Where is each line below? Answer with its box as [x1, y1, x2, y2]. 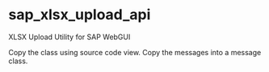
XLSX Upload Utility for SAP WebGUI [8, 32, 131, 42]
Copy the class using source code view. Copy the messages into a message [8, 47, 262, 57]
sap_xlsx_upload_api [8, 6, 151, 24]
